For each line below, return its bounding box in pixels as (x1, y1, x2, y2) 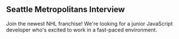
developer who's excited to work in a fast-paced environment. (6, 26, 158, 33)
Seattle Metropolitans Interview (6, 5, 125, 15)
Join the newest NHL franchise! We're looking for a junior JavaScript (6, 20, 173, 27)
